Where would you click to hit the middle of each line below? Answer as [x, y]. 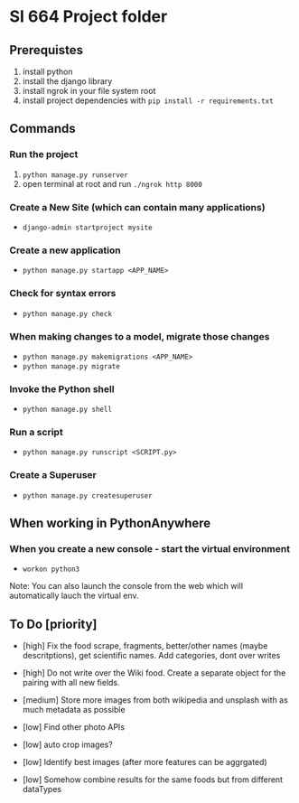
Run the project [44, 154]
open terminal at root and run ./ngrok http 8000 [112, 183]
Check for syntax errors [63, 294]
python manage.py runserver [75, 175]
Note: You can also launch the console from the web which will [126, 586]
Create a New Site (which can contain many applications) [137, 207]
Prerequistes [47, 50]
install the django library [67, 81]
